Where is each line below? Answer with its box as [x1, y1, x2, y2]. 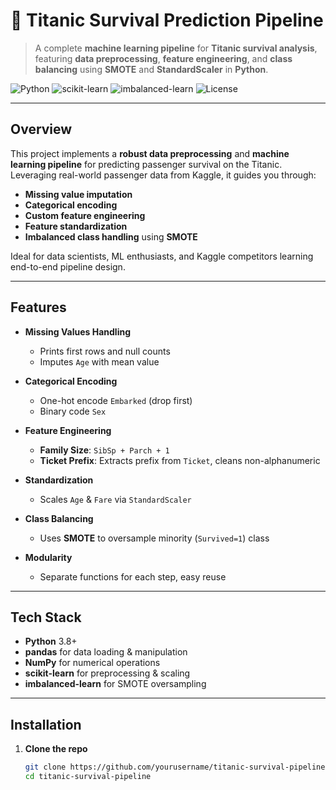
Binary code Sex [39, 405, 107, 417]
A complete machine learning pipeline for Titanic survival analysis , [34, 42, 318, 54]
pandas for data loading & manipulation [24, 646, 188, 658]
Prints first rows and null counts [39, 345, 171, 357]
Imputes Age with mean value [39, 355, 160, 368]
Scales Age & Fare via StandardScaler [39, 493, 192, 505]
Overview [10, 121, 73, 138]
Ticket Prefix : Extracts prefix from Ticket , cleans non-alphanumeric [39, 454, 321, 466]
